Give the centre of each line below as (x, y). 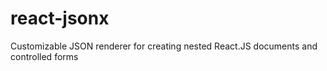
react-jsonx (60, 18)
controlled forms (44, 56)
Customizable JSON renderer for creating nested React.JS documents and (164, 46)
